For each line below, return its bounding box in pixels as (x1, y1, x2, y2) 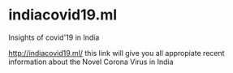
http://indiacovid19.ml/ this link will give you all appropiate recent (8, 48, 225, 58)
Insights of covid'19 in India (8, 32, 100, 42)
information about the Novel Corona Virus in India (8, 57, 174, 67)
